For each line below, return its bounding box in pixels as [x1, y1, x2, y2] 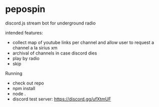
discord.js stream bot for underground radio [5, 20, 96, 26]
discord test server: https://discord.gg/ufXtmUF [12, 96, 111, 102]
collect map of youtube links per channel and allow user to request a [12, 39, 154, 45]
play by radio [12, 55, 40, 61]
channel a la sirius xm [12, 44, 58, 50]
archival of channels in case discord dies [12, 50, 97, 56]
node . [12, 90, 26, 96]
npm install [12, 85, 36, 91]
